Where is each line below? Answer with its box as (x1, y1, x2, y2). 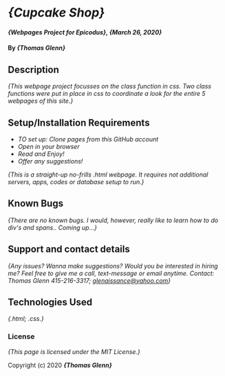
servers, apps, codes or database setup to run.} (8, 178, 144, 186)
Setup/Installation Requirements (8, 117, 150, 128)
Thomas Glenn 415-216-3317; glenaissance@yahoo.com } (8, 276, 171, 284)
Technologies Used (8, 297, 92, 308)
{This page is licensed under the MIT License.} (8, 347, 140, 356)
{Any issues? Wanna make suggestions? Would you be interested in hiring (8, 261, 219, 270)
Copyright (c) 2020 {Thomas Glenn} (8, 361, 113, 369)
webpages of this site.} (8, 97, 74, 105)
